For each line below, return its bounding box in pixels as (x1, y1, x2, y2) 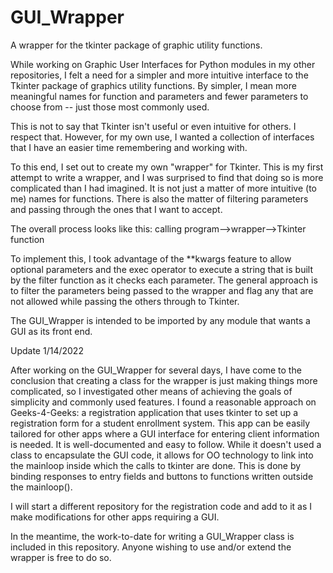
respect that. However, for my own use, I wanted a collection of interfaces (10, 131, 315, 143)
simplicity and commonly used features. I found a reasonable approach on (10, 396, 317, 408)
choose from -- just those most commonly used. (10, 101, 210, 113)
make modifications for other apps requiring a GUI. (10, 511, 220, 523)
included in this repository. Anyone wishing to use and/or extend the (10, 541, 292, 553)
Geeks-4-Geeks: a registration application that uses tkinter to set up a (10, 406, 299, 418)
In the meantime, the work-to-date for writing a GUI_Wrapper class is (10, 530, 295, 542)
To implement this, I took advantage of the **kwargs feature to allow (10, 252, 292, 265)
